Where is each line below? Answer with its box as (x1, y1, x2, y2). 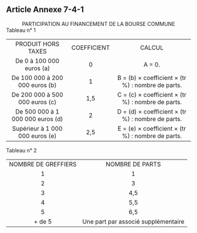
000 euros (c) (18, 98, 57, 106)
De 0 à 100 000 (15, 56, 60, 65)
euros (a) (24, 64, 50, 72)
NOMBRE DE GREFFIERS (9, 160, 77, 168)
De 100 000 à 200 (11, 74, 63, 82)
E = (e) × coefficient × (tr (117, 124, 186, 132)
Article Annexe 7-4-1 (6, 5, 84, 15)
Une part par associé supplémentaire (82, 217, 185, 225)
